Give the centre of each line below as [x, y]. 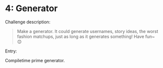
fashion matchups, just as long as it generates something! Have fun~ [86, 36]
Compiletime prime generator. [35, 60]
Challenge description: [28, 22]
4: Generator [31, 8]
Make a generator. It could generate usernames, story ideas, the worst [88, 31]
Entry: [11, 51]
